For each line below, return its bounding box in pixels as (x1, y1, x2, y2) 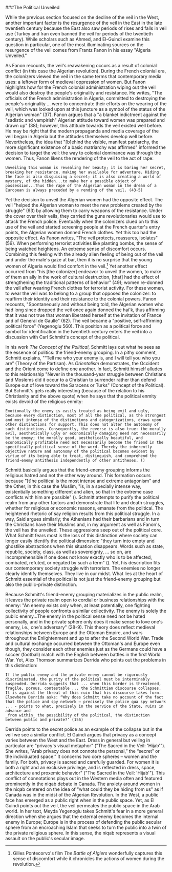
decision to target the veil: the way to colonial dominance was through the (5, 150, 161, 156)
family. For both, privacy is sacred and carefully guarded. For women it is (5, 759, 159, 765)
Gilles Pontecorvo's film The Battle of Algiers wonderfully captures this (12, 850, 163, 856)
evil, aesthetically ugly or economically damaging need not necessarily (5, 431, 166, 436)
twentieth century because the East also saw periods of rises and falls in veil (5, 25, 167, 31)
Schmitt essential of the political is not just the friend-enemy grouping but (5, 576, 161, 582)
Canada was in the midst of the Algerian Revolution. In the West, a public (5, 791, 159, 798)
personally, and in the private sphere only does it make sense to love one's (5, 618, 163, 624)
